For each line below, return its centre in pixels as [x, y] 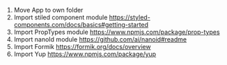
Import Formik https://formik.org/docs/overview [82, 47]
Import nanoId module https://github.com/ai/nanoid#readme [100, 39]
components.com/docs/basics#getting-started [81, 25]
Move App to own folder [48, 10]
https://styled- [130, 17]
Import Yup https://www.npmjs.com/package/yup [85, 54]
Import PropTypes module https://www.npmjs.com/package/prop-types [117, 32]
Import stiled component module [61, 17]
